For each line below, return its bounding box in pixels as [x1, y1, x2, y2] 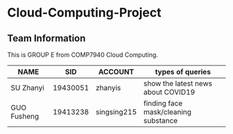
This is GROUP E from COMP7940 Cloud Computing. [7, 50, 158, 59]
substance [143, 116, 178, 125]
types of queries [155, 67, 212, 77]
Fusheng [10, 112, 40, 121]
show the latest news [143, 79, 213, 88]
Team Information [7, 32, 86, 44]
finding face [143, 99, 183, 108]
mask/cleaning [143, 107, 192, 117]
